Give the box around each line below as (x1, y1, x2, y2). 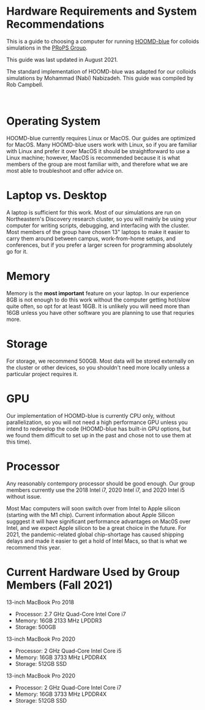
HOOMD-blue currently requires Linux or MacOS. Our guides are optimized (6, 134, 196, 142)
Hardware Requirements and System (6, 4, 197, 18)
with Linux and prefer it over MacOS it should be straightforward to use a (6, 147, 190, 154)
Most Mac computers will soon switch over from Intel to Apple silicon (6, 504, 181, 512)
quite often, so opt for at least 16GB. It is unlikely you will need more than (6, 302, 190, 310)
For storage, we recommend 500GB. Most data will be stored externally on (6, 357, 195, 364)
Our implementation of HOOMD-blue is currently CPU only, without (6, 412, 176, 419)
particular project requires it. (6, 370, 78, 377)
